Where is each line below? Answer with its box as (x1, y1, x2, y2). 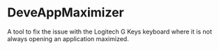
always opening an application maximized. (7, 34, 129, 42)
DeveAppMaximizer (7, 5, 124, 21)
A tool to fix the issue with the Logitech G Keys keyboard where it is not (7, 27, 213, 36)
